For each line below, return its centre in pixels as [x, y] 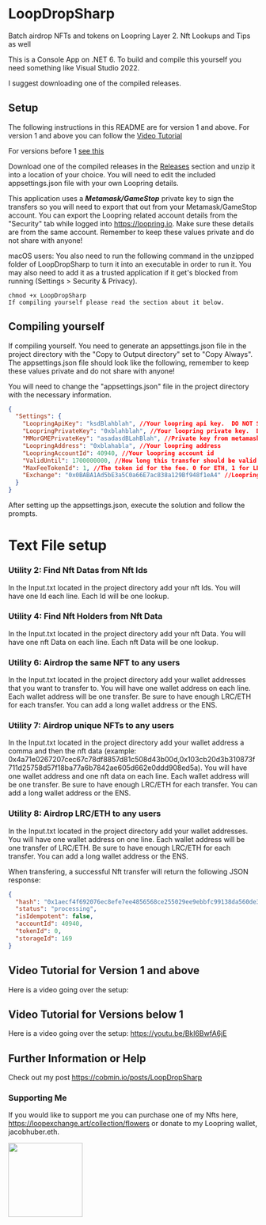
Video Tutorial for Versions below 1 [96, 1014]
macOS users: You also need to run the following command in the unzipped [131, 256]
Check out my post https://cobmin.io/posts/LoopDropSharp [105, 1078]
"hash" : [28, 902]
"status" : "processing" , [56, 909]
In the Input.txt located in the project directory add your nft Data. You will [127, 633]
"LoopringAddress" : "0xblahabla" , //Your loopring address [122, 446]
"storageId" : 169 [44, 939]
